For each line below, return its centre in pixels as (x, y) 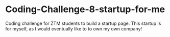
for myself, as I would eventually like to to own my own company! (74, 28)
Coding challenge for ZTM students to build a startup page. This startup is (83, 23)
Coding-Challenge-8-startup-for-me (85, 9)
